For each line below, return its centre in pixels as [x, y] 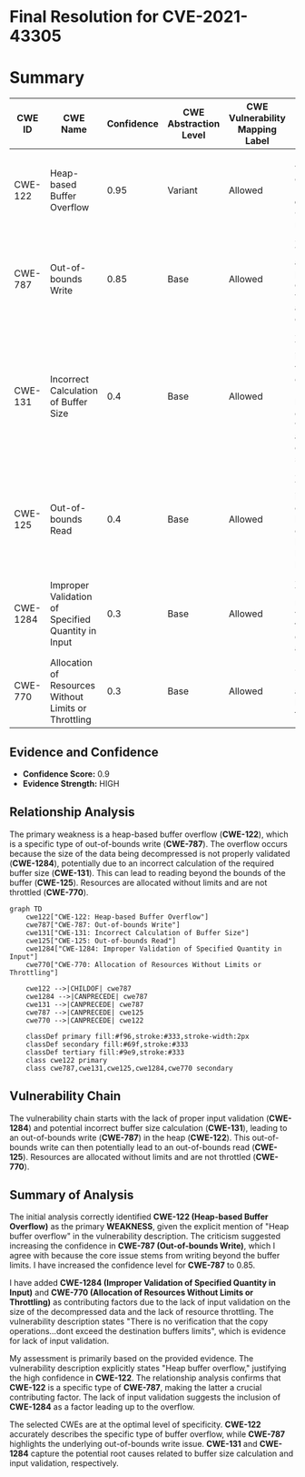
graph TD [26, 909]
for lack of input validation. [59, 1341]
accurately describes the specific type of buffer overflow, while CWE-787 [148, 1434]
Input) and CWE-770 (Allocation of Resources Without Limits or [132, 1293]
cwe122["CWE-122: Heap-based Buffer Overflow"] [117, 917]
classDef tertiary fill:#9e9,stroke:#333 [105, 1052]
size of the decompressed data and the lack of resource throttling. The [142, 1312]
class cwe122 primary [66, 1060]
